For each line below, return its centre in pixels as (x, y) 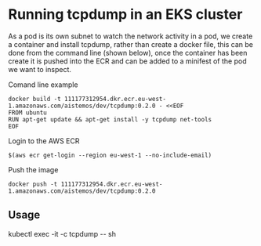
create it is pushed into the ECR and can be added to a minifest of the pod (127, 61)
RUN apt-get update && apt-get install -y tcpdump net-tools (110, 119)
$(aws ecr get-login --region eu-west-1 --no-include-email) (110, 155)
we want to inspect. (40, 69)
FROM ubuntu (27, 112)
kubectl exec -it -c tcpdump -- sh (62, 233)
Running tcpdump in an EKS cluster (125, 14)
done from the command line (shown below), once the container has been (128, 52)
